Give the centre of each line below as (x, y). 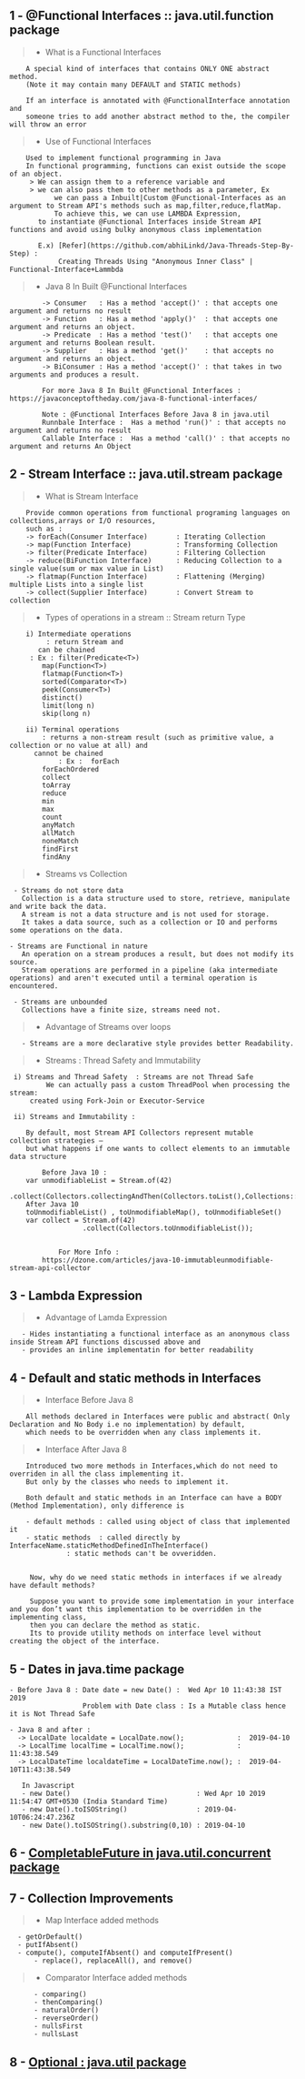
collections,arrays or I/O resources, (83, 520)
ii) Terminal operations (73, 729)
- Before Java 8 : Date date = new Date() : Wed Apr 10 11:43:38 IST (146, 1690)
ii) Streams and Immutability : (74, 1116)
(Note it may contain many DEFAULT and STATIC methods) (134, 85)
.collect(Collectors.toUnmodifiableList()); (168, 1228)
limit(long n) (69, 705)
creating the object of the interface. (85, 1641)
